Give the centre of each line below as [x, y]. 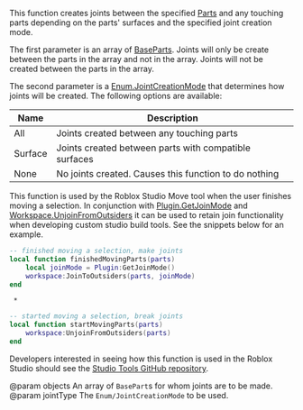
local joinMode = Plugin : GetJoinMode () [101, 268]
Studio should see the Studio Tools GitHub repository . [109, 368]
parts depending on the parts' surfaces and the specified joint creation [141, 23]
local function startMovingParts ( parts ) [87, 325]
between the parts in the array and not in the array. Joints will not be [136, 59]
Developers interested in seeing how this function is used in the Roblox [141, 359]
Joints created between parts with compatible [153, 148]
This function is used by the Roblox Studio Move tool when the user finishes [150, 196]
